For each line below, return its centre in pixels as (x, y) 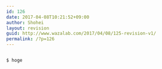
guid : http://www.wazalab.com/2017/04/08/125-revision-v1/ (81, 34)
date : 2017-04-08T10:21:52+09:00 (48, 17)
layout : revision (28, 28)
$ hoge (14, 60)
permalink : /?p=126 (30, 39)
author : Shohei (25, 22)
